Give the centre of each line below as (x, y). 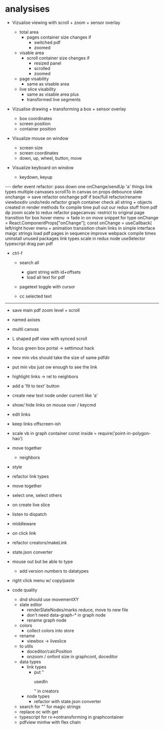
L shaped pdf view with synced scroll (50, 339)
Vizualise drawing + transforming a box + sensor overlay (69, 109)
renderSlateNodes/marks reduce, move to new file (77, 610)
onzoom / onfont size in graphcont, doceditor (72, 656)
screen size (31, 148)
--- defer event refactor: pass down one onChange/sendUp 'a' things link (79, 186)
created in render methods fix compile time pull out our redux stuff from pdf (81, 207)
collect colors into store (50, 630)
